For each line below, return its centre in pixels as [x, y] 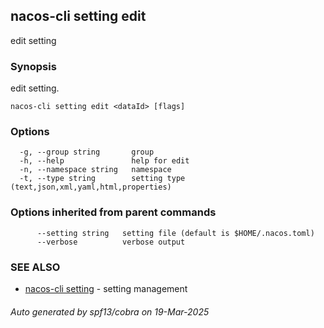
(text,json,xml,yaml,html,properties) [91, 187]
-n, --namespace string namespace [95, 170]
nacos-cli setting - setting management [106, 288]
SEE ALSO [35, 267]
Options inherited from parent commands [113, 212]
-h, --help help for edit [104, 161]
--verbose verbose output [111, 242]
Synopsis [33, 66]
